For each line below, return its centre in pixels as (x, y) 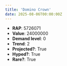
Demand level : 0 (29, 38)
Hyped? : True (26, 54)
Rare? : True (24, 59)
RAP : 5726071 (26, 28)
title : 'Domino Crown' (28, 10)
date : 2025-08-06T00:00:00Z (34, 14)
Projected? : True (29, 49)
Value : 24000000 (30, 33)
